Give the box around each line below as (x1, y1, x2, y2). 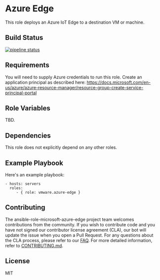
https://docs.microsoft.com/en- (86, 79, 151, 85)
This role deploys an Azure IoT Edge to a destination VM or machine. (5, 19, 145, 25)
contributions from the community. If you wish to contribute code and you (5, 221, 156, 227)
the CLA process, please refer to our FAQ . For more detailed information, (5, 237, 153, 243)
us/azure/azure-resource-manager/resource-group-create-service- (5, 84, 144, 90)
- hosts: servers (5, 181, 41, 186)
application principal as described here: (5, 79, 86, 85)
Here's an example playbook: (5, 172, 65, 177)
